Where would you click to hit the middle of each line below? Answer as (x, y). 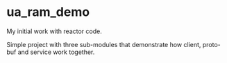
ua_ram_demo (48, 12)
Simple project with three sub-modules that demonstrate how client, (104, 44)
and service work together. (56, 52)
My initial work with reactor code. (54, 31)
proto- (212, 44)
